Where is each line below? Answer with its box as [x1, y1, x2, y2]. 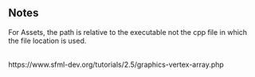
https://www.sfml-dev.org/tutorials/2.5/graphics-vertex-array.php [8, 60, 225, 69]
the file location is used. [8, 36, 87, 45]
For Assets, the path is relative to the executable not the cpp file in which [8, 27, 248, 37]
